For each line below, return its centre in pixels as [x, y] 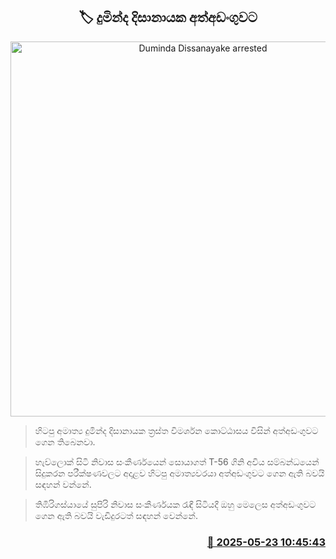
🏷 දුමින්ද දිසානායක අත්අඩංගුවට [168, 17]
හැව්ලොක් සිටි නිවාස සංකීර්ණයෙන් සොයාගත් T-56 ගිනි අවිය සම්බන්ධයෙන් [177, 461]
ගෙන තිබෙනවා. [65, 441]
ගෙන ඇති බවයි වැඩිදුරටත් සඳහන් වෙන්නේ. [116, 515]
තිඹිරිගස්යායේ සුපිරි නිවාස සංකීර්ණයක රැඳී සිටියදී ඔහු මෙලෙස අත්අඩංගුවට [175, 504]
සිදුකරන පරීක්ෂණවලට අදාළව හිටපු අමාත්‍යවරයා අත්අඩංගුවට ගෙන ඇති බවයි [179, 473]
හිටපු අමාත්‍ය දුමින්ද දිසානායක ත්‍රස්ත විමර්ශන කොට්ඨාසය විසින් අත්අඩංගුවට [176, 430]
